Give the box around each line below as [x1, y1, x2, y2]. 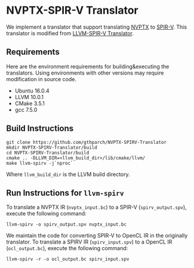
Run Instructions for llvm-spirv [6, 187, 124, 198]
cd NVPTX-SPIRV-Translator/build [6, 150, 90, 156]
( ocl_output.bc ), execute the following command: [6, 245, 128, 252]
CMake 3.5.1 [14, 100, 45, 107]
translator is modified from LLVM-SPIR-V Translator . [6, 29, 134, 36]
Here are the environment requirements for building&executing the [6, 63, 170, 70]
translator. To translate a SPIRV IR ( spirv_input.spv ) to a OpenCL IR [6, 238, 173, 245]
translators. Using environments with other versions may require [6, 69, 164, 76]
